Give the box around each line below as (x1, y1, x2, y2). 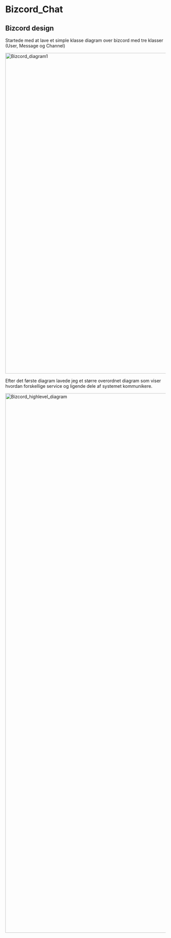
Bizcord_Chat (5, 4, 63, 15)
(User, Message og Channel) (5, 43, 66, 49)
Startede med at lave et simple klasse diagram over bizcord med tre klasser (5, 37, 163, 43)
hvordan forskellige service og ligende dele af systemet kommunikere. (5, 383, 153, 389)
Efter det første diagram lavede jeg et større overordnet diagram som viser (5, 378, 161, 384)
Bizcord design (5, 24, 54, 33)
